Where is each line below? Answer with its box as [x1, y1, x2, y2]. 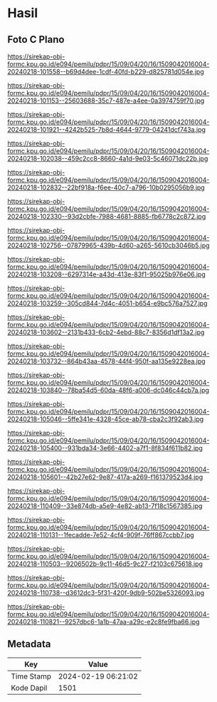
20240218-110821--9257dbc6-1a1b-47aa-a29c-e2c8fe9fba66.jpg [7, 618, 200, 626]
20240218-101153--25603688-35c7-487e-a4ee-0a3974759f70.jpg [7, 96, 205, 105]
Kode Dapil [11, 683, 48, 693]
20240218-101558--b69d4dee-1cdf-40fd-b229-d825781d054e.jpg [7, 68, 204, 76]
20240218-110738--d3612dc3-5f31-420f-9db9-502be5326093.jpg [7, 589, 205, 597]
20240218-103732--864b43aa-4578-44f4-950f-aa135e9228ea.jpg [7, 357, 206, 365]
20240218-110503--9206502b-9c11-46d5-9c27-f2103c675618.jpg [7, 559, 203, 568]
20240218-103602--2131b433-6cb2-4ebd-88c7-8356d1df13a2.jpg [7, 328, 205, 336]
